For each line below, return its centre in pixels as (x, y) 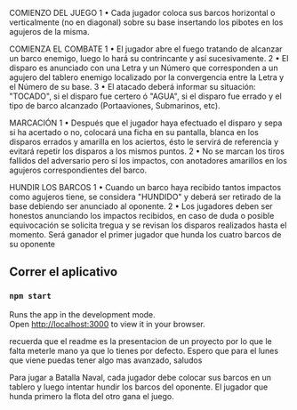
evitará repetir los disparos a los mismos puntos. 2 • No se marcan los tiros (147, 151)
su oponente (32, 244)
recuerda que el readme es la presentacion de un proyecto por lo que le (141, 341)
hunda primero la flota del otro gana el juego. (92, 396)
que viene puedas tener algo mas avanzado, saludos (106, 360)
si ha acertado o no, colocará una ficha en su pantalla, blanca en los (134, 132)
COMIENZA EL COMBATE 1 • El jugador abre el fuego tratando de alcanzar (146, 49)
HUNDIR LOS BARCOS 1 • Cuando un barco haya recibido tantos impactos (145, 187)
